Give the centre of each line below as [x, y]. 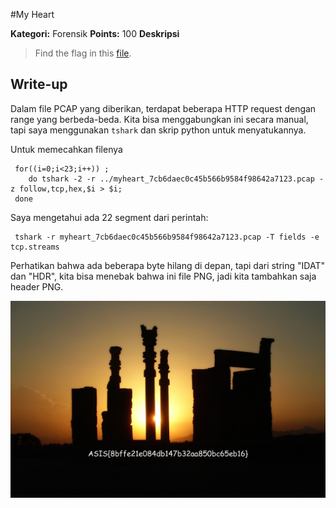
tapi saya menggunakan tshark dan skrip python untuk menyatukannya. [158, 130]
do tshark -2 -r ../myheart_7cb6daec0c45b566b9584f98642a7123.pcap [171, 179]
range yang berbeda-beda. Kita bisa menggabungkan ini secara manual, [159, 119]
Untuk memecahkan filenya [66, 149]
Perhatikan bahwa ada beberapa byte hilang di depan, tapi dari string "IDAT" [167, 265]
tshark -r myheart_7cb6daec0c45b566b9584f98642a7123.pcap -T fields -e [167, 237]
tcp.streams [35, 247]
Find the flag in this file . [83, 53]
